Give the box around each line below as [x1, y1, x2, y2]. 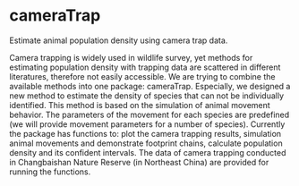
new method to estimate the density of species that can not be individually [9, 90, 285, 101]
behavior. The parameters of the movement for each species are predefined [9, 109, 290, 120]
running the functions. [9, 166, 91, 177]
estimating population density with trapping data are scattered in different [9, 62, 281, 72]
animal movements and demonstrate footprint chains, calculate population [9, 138, 284, 148]
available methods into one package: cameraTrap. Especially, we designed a [9, 80, 291, 91]
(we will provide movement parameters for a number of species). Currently [9, 118, 286, 130]
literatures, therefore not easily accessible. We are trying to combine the [9, 71, 276, 81]
